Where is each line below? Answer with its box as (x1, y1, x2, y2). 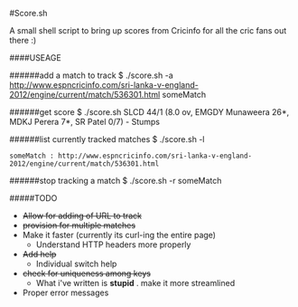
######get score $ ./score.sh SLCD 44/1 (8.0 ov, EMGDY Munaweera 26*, (9, 107, 290, 117)
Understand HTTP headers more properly (35, 239, 191, 250)
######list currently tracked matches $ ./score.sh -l (9, 134, 205, 144)
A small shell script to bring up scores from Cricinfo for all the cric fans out (9, 25, 287, 35)
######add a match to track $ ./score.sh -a (9, 70, 173, 81)
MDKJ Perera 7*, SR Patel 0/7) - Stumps (9, 117, 161, 127)
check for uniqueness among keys (22, 268, 152, 279)
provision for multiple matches (22, 220, 136, 230)
